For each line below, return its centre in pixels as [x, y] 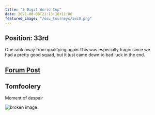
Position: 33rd [27, 38]
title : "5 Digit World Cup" [33, 9]
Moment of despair [24, 98]
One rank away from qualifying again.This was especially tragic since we [77, 50]
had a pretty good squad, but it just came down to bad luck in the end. [75, 55]
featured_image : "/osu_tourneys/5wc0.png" [48, 18]
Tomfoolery [23, 86]
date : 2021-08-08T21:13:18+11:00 [39, 14]
